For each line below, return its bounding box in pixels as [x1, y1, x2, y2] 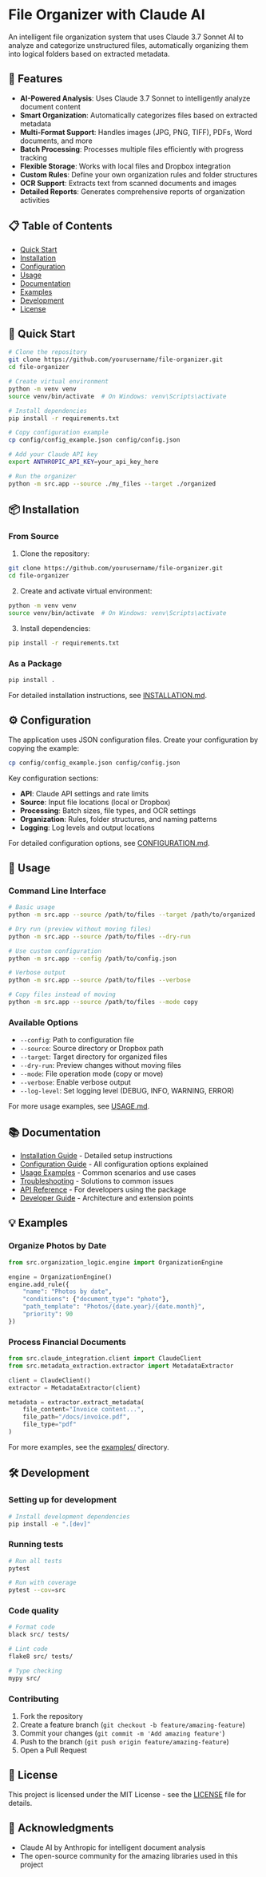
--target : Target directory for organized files [19, 1052, 168, 1062]
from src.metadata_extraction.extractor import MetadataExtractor [8, 1362, 234, 1370]
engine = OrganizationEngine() [8, 1272, 113, 1281]
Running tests [8, 1539, 64, 1550]
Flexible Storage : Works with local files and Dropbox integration [19, 161, 232, 171]
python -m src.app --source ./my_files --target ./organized [8, 479, 216, 488]
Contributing [8, 1693, 59, 1704]
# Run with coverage [8, 1579, 77, 1587]
